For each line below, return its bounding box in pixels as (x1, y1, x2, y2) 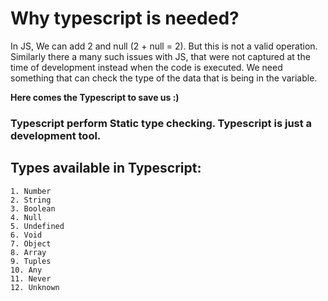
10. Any (10, 265, 43, 275)
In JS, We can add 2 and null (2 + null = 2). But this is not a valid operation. (10, 40, 318, 52)
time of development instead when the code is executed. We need (10, 61, 283, 73)
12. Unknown (10, 282, 60, 292)
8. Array (10, 247, 47, 257)
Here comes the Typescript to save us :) (10, 91, 180, 103)
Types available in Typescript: (10, 160, 202, 177)
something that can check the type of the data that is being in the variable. (10, 72, 318, 84)
